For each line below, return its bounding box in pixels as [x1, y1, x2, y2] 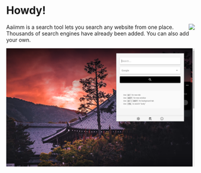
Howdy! [6, 4, 46, 17]
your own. [6, 36, 31, 43]
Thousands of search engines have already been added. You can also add [6, 29, 190, 37]
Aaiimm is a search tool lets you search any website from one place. [6, 23, 174, 31]
